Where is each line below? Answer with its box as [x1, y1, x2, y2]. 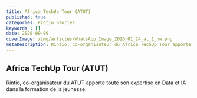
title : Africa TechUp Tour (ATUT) [6, 8, 91, 15]
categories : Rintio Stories [6, 19, 75, 25]
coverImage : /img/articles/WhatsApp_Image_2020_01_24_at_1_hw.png [6, 36, 173, 42]
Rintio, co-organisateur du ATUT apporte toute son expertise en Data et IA [6, 79, 186, 86]
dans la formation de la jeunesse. [6, 85, 87, 92]
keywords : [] [6, 25, 41, 31]
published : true [6, 14, 46, 20]
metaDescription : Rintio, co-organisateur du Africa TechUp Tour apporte [6, 42, 192, 48]
